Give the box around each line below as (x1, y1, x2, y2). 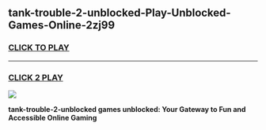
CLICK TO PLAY (8, 43, 70, 54)
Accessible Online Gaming (8, 113, 97, 122)
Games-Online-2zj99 (8, 19, 116, 32)
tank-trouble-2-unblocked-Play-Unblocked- (8, 6, 231, 20)
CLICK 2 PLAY (8, 72, 63, 83)
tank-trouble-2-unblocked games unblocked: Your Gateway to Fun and (8, 104, 246, 113)
